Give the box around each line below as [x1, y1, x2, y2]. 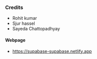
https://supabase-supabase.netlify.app [12, 48, 92, 54]
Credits [5, 4, 23, 11]
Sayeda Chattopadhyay [12, 26, 60, 32]
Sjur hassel [12, 20, 36, 26]
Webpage [5, 37, 26, 43]
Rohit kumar [12, 15, 37, 21]
